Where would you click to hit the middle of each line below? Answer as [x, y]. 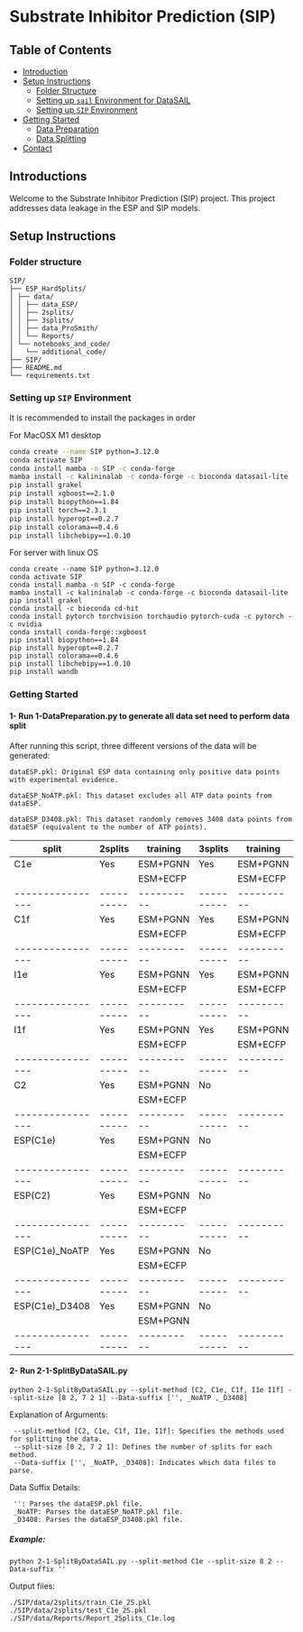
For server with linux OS [54, 553]
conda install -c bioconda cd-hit [74, 609]
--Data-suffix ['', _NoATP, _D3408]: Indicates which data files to [145, 1462]
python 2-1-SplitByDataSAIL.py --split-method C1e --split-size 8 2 [141, 1561]
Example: [28, 1539]
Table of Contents [61, 50]
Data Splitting [61, 138]
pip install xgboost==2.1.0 [62, 493]
